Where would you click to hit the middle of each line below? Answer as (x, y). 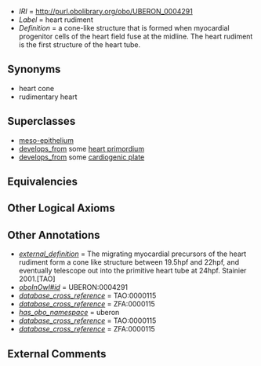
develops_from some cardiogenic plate (82, 157)
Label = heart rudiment (56, 20)
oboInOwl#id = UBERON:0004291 (73, 287)
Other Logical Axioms (61, 209)
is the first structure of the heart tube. (80, 45)
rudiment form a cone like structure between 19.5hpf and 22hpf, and (129, 262)
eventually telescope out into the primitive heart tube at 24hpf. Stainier (132, 271)
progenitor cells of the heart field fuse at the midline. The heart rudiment (136, 36)
